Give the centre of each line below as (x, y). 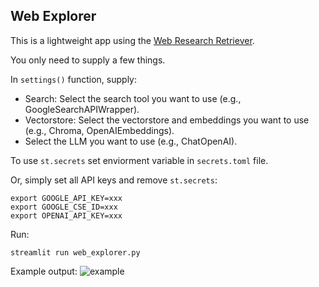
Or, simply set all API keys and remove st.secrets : (114, 180)
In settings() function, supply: (74, 79)
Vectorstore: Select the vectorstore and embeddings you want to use (167, 120)
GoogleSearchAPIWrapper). (82, 109)
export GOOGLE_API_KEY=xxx (66, 198)
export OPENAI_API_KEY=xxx (66, 215)
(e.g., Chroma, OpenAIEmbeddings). (99, 130)
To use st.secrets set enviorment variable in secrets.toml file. (139, 160)
